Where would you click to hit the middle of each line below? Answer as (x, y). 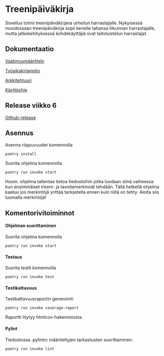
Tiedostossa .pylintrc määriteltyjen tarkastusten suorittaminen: (69, 340)
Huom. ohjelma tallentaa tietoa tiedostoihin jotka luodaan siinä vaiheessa (80, 182)
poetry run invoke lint (30, 349)
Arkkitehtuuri (18, 80)
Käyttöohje (16, 90)
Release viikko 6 (31, 106)
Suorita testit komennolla (31, 268)
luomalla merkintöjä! (26, 198)
